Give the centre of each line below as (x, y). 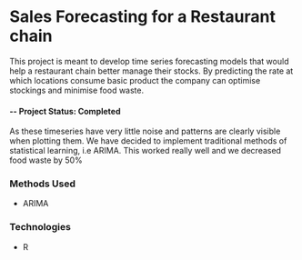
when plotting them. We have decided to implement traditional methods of (148, 141)
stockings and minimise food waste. (77, 90)
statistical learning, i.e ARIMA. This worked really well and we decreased (146, 151)
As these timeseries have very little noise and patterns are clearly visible (145, 131)
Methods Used (42, 184)
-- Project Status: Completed (65, 111)
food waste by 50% (46, 160)
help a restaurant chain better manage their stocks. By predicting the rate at (151, 71)
